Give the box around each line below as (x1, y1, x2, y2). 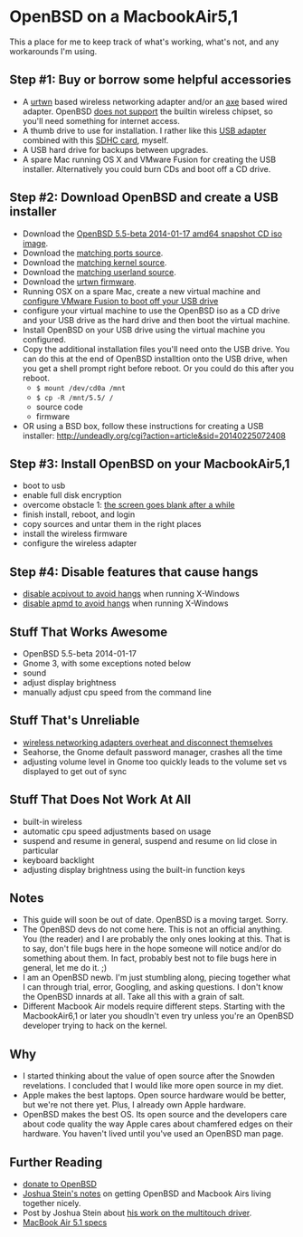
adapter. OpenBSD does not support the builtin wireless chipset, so (22, 106, 273, 117)
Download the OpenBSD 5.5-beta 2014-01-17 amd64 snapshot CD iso (22, 228, 283, 239)
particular (22, 845, 59, 856)
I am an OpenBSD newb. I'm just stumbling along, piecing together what (22, 972, 291, 983)
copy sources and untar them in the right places (22, 519, 202, 530)
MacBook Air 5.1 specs (22, 1217, 108, 1228)
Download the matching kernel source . (22, 256, 167, 268)
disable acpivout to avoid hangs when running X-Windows (22, 589, 240, 599)
